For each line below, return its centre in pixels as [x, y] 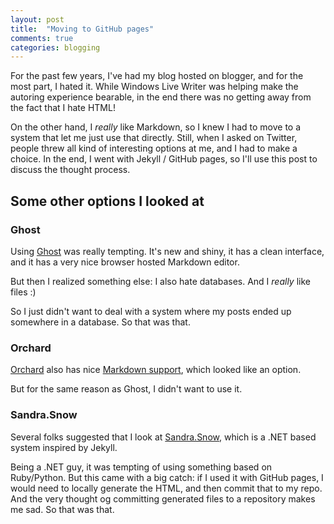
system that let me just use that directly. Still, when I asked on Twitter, [154, 138]
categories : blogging [55, 47]
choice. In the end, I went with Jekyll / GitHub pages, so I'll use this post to [164, 159]
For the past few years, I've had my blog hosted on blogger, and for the [157, 76]
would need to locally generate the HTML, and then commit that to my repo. [166, 488]
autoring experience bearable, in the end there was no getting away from [161, 97]
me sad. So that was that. [62, 509]
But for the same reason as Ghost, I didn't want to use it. [126, 389]
